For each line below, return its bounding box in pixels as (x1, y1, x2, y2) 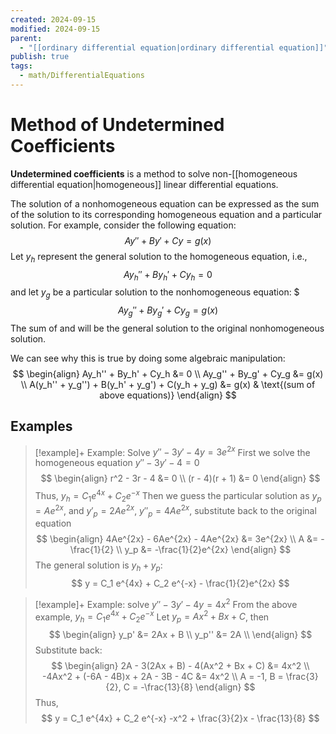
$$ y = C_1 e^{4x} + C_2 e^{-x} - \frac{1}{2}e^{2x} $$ (71, 577, 290, 590)
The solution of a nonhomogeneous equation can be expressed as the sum (10, 197, 320, 210)
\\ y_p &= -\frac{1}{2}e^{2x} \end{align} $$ (116, 544, 292, 556)
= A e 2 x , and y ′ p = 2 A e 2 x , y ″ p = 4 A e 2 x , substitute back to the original (34, 502, 317, 519)
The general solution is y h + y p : (34, 559, 163, 574)
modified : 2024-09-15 (10, 24, 101, 34)
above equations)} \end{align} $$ (99, 389, 237, 401)
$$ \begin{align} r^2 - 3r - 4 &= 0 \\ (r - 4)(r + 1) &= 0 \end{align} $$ (40, 472, 321, 485)
